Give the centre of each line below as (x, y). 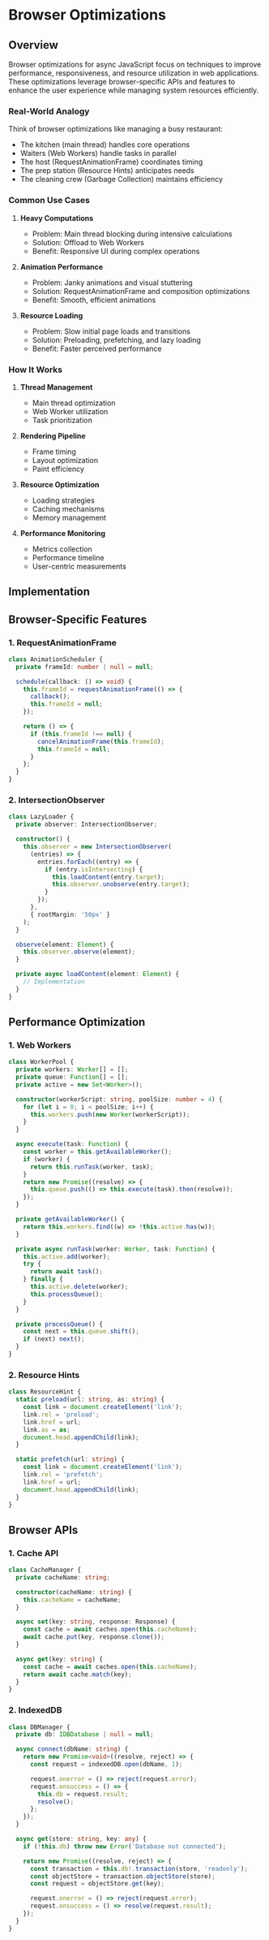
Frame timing (54, 452)
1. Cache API (34, 1553)
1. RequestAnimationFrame (63, 642)
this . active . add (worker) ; (67, 1256)
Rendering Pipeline (53, 435)
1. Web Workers (40, 1045)
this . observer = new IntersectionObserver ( (98, 847)
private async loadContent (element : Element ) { (98, 974)
